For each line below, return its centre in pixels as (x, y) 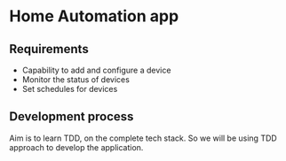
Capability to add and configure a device (96, 70)
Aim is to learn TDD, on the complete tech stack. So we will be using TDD (143, 138)
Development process (71, 117)
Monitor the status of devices (76, 80)
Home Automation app (94, 16)
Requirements (49, 49)
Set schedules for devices (70, 89)
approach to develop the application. (76, 147)
